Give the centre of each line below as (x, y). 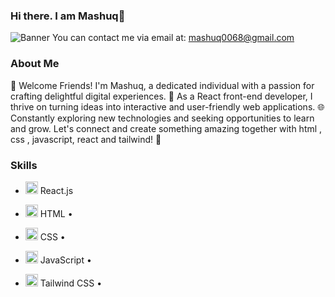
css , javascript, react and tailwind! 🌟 (86, 139)
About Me (35, 64)
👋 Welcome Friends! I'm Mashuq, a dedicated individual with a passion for (162, 85)
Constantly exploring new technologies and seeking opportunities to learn (162, 118)
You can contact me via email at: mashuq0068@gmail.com (173, 38)
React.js (56, 190)
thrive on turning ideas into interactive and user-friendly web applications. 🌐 (167, 106)
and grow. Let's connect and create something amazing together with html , (166, 128)
